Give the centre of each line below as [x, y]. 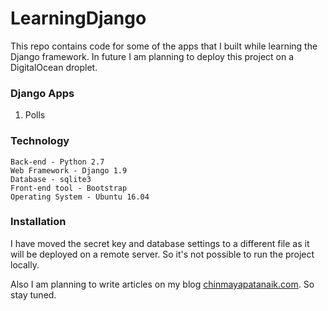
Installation [38, 222]
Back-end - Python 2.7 [57, 162]
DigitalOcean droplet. [54, 67]
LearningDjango [78, 18]
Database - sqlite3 [51, 179]
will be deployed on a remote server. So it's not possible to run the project [162, 254]
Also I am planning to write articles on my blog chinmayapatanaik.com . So [162, 284]
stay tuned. [33, 294]
